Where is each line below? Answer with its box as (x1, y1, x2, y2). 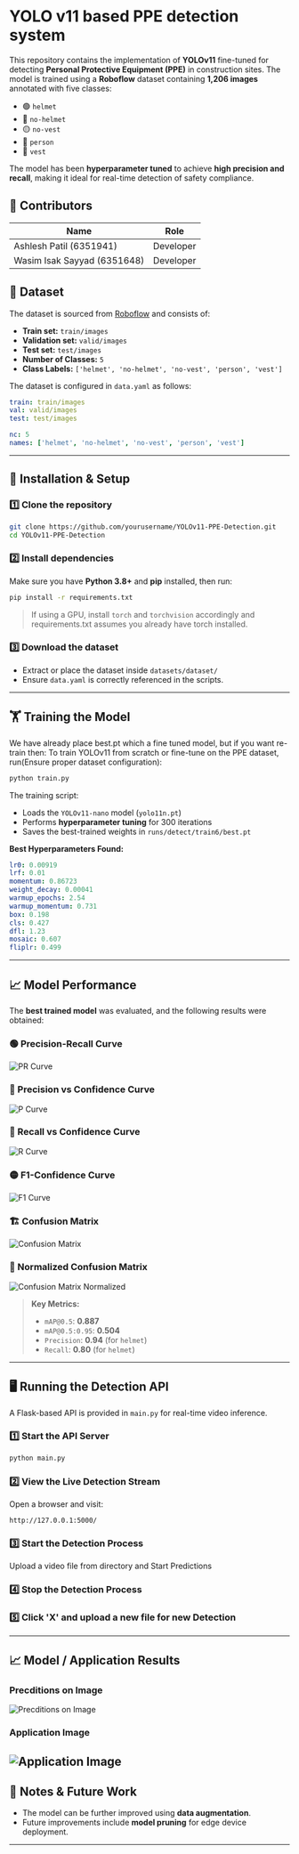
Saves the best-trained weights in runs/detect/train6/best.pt (21, 826, 252, 837)
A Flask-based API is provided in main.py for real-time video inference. (9, 1407, 268, 1418)
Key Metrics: (30, 1298, 80, 1309)
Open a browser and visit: (9, 1499, 104, 1510)
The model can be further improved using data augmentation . (21, 1808, 252, 1818)
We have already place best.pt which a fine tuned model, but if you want (9, 737, 275, 749)
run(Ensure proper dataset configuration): (9, 757, 163, 767)
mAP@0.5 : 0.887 (44, 1316, 100, 1326)
